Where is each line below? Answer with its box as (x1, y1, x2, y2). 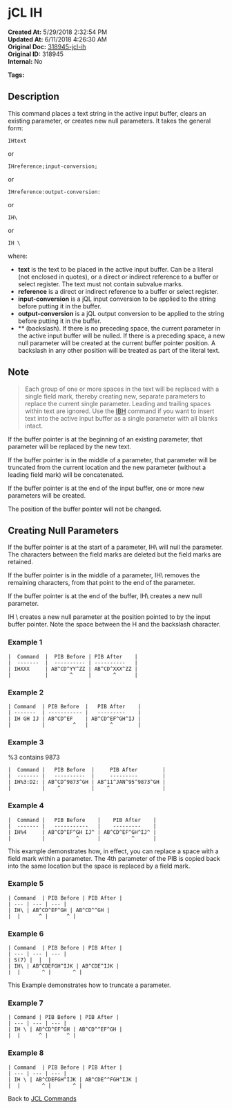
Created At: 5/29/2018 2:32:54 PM (8, 28, 108, 36)
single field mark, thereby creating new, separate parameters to (24, 392, 206, 400)
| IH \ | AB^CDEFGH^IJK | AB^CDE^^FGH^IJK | (8, 1076, 138, 1083)
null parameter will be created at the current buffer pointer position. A (17, 338, 216, 347)
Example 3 (8, 737, 44, 746)
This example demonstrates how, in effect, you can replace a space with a (8, 847, 219, 855)
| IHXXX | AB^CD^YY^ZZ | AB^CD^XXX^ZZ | (8, 665, 138, 672)
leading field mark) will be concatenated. (8, 470, 124, 479)
